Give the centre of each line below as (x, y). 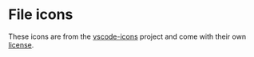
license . (21, 44)
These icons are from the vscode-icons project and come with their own (127, 36)
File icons (41, 15)
